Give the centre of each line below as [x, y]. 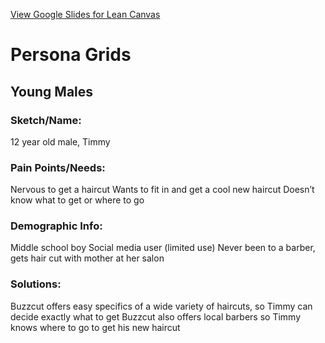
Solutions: [36, 284]
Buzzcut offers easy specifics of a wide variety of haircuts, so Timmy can [161, 306]
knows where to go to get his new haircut [95, 327]
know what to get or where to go [77, 200]
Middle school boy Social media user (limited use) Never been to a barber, [163, 248]
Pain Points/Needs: [58, 167]
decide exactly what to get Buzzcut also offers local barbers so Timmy [156, 316]
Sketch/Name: [46, 120]
